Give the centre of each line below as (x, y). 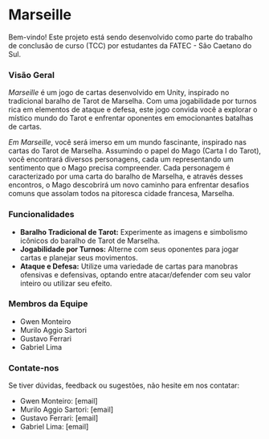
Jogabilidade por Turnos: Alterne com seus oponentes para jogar (129, 249)
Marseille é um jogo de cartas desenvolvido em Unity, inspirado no (119, 92)
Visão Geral (31, 75)
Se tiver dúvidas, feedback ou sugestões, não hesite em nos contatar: (124, 386)
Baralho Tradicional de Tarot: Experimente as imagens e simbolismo (134, 232)
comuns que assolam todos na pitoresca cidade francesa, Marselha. (121, 194)
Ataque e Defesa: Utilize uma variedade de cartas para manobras (129, 266)
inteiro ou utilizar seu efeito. (66, 283)
